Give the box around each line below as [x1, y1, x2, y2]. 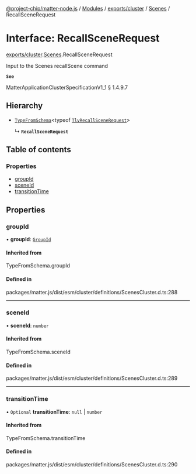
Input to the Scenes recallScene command [6, 62, 108, 69]
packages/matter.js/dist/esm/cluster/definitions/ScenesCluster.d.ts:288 [6, 288, 178, 296]
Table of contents [6, 145, 71, 154]
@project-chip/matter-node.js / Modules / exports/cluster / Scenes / [6, 5, 170, 12]
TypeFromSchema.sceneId [6, 348, 71, 356]
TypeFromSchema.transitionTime [6, 434, 86, 441]
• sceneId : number [6, 322, 49, 329]
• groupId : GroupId [6, 236, 51, 243]
